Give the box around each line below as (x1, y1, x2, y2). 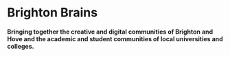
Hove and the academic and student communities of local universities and (7, 34, 223, 43)
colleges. (7, 42, 34, 50)
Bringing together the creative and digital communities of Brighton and (7, 27, 214, 36)
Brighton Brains (7, 5, 98, 21)
